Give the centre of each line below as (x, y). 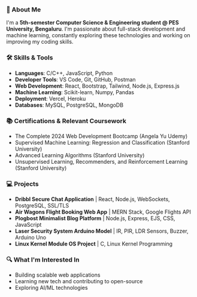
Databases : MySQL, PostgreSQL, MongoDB (69, 105)
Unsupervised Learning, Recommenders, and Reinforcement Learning (101, 161)
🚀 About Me (24, 10)
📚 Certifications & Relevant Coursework (66, 121)
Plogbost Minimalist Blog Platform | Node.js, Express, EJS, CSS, (95, 218)
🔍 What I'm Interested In (43, 260)
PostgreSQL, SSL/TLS (42, 206)
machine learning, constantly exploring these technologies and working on (98, 35)
